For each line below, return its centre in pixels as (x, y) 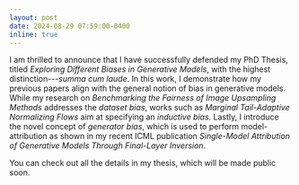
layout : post (34, 18)
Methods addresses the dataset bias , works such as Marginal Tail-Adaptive (149, 108)
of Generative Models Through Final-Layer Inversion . (108, 145)
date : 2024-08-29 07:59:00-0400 (70, 26)
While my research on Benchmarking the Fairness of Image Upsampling (143, 98)
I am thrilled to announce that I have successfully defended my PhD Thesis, (149, 60)
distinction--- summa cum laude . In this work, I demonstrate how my (136, 79)
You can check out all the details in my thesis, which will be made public (143, 163)
